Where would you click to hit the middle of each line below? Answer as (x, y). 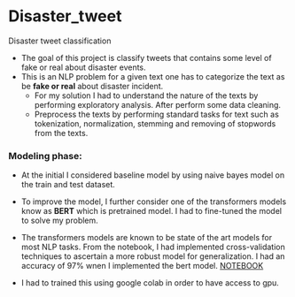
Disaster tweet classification (60, 41)
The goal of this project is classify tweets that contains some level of (146, 57)
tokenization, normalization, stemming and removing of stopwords (155, 123)
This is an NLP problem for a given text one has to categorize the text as (153, 76)
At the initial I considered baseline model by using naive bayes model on (153, 175)
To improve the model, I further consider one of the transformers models (154, 202)
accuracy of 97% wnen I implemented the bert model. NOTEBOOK (142, 266)
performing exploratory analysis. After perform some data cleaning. (157, 104)
